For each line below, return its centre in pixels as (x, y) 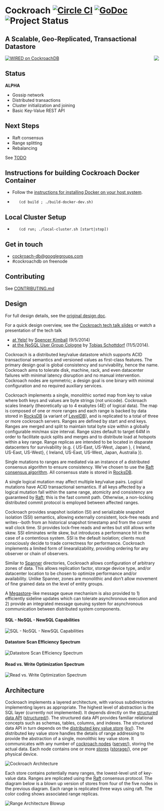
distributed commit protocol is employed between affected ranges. (72, 502)
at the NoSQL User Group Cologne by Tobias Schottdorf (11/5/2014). (81, 345)
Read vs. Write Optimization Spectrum (45, 664)
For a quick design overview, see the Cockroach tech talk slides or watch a (80, 325)
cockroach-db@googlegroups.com (48, 256)
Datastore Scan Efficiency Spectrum (43, 642)
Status (15, 74)
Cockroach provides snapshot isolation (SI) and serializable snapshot (75, 512)
